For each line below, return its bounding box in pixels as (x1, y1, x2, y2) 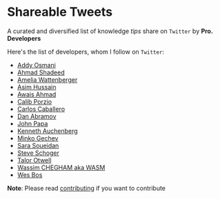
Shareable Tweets (7, 4, 112, 20)
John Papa (17, 119, 48, 127)
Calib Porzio (17, 97, 52, 105)
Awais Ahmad (17, 90, 57, 98)
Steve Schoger (17, 149, 60, 157)
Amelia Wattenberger (17, 75, 78, 83)
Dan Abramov (17, 112, 57, 121)
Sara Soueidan (17, 141, 59, 149)
